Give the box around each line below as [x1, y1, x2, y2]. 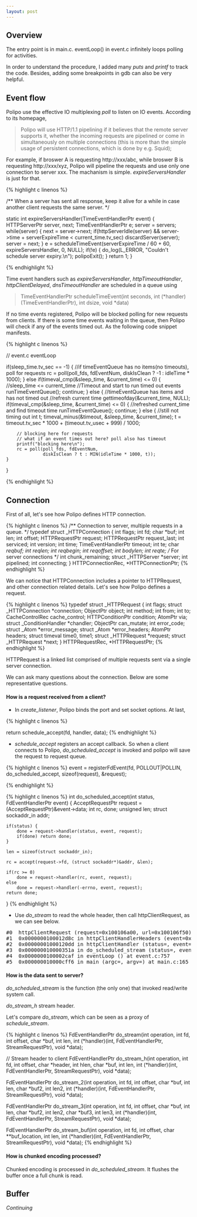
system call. [6, 991, 35, 998]
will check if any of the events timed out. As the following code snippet [6, 323, 177, 330]
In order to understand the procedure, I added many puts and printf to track [6, 63, 189, 70]
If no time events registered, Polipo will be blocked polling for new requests [6, 310, 188, 317]
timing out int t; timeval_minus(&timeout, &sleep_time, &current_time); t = [6, 413, 182, 420]
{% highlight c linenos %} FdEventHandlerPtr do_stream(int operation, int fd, [6, 1031, 191, 1039]
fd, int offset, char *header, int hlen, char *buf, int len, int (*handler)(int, [6, 1062, 178, 1069]
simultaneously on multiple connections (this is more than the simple [20, 138, 186, 146]
